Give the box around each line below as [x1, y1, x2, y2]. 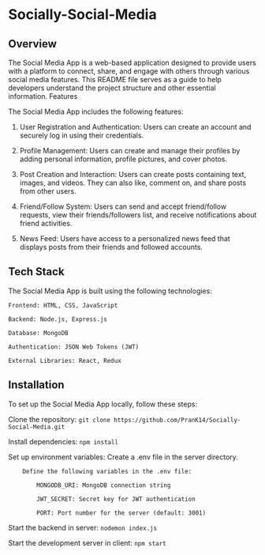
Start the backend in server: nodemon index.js [8, 523, 158, 532]
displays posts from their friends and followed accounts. [19, 243, 203, 251]
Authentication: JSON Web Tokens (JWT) [8, 342, 140, 351]
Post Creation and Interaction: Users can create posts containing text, [19, 170, 247, 179]
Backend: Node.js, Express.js [8, 315, 108, 323]
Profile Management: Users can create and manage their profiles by [19, 146, 241, 155]
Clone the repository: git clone [8, 414, 110, 424]
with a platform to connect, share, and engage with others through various [8, 66, 250, 76]
